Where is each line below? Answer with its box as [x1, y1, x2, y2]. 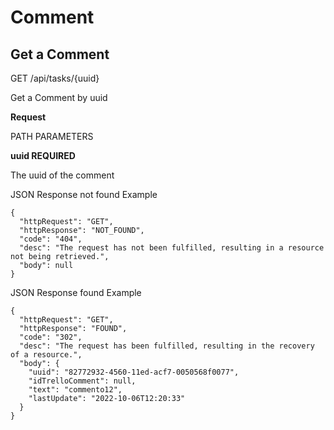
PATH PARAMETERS [10, 131, 94, 142]
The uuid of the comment [10, 169, 115, 181]
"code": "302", [19, 332, 83, 342]
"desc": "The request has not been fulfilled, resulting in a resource [19, 243, 325, 253]
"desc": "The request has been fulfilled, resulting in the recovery [19, 341, 315, 351]
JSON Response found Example [10, 287, 142, 298]
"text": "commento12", [28, 385, 123, 395]
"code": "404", [19, 234, 83, 244]
